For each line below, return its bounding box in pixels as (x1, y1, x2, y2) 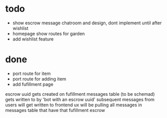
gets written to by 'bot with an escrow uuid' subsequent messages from (5, 96, 155, 102)
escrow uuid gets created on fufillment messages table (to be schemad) (5, 91, 155, 97)
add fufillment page (12, 81, 54, 87)
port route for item (12, 70, 51, 76)
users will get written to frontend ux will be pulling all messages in (5, 102, 142, 108)
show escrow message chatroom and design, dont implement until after (12, 20, 162, 26)
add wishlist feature (12, 36, 54, 42)
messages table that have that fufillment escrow (5, 107, 105, 113)
